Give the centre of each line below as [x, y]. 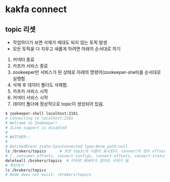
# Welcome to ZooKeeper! [31, 123]
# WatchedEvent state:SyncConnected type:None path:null [67, 147]
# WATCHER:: [18, 137]
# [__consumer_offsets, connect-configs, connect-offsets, [69, 156]
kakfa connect [36, 9]
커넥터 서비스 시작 [30, 98]
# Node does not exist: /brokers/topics [49, 175]
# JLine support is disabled [36, 128]
